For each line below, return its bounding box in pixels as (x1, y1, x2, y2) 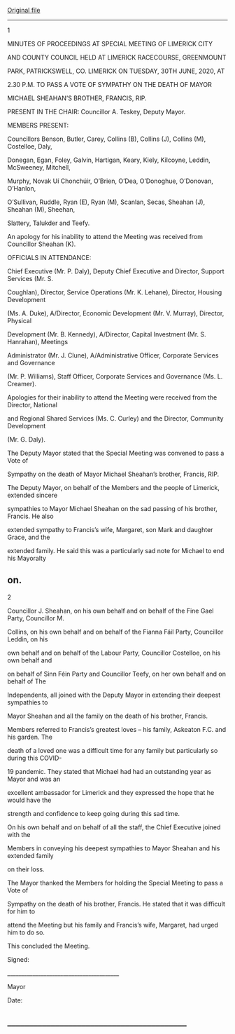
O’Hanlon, (7, 184, 36, 192)
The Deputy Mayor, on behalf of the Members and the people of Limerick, (7, 484, 220, 491)
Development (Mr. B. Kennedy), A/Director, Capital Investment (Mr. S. (7, 330, 206, 339)
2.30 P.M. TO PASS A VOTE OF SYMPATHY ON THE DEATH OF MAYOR (7, 81, 212, 88)
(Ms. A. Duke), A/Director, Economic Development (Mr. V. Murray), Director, (7, 309, 225, 318)
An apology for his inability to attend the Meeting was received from (7, 233, 204, 240)
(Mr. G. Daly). (7, 435, 45, 444)
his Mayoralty (7, 554, 47, 562)
